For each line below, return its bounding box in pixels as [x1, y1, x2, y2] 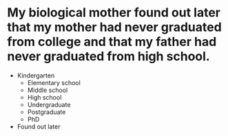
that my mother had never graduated [7, 19, 222, 35]
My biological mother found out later [7, 5, 220, 21]
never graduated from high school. [7, 49, 210, 65]
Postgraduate [27, 108, 66, 116]
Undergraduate [27, 100, 71, 109]
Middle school [27, 86, 68, 94]
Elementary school [27, 78, 81, 87]
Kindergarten [17, 71, 55, 80]
